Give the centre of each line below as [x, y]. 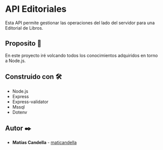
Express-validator [30, 102]
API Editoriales [36, 9]
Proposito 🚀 [23, 44]
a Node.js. [16, 61]
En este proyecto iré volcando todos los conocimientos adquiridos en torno [81, 55]
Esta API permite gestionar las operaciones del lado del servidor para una [80, 23]
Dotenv [20, 112]
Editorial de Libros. [24, 28]
